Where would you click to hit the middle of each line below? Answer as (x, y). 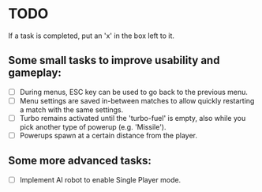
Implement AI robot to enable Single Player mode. (100, 179)
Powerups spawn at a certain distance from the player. (108, 135)
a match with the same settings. (71, 109)
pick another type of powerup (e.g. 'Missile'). (93, 126)
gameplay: (35, 73)
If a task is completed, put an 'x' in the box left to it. (92, 36)
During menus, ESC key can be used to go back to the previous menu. (134, 92)
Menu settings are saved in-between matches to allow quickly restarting (137, 100)
